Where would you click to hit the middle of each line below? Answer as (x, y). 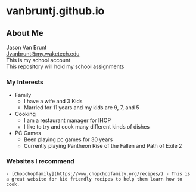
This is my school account (38, 60)
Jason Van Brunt (27, 47)
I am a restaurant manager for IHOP (67, 120)
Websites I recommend (40, 161)
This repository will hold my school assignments (65, 66)
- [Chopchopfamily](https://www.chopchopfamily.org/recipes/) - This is (98, 174)
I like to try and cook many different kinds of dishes (87, 127)
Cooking (25, 114)
